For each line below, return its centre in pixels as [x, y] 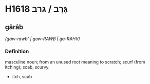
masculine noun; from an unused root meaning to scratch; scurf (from [75, 62]
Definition [17, 51]
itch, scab [22, 77]
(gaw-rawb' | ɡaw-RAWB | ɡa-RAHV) [43, 39]
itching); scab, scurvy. [27, 67]
